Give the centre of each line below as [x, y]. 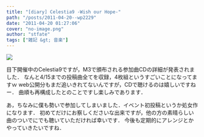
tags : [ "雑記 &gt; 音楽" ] [37, 40]
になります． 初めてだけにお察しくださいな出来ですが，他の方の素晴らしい [100, 112]
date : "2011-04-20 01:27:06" [43, 23]
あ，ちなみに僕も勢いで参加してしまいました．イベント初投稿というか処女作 [102, 105]
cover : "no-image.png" [35, 29]
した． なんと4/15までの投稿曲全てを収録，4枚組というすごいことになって [99, 77]
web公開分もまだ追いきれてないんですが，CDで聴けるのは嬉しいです [104, 85]
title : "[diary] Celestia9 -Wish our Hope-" [64, 12]
